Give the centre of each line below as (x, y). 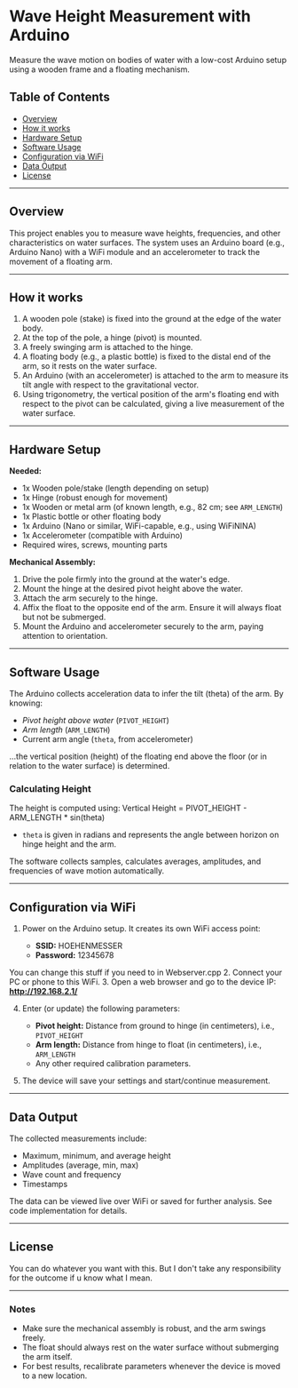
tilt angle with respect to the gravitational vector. (110, 385)
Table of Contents (60, 97)
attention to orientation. (65, 636)
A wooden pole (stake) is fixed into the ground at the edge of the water (152, 319)
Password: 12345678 (74, 955)
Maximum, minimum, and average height (96, 1155)
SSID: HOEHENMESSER (78, 946)
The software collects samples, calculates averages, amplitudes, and (135, 862)
